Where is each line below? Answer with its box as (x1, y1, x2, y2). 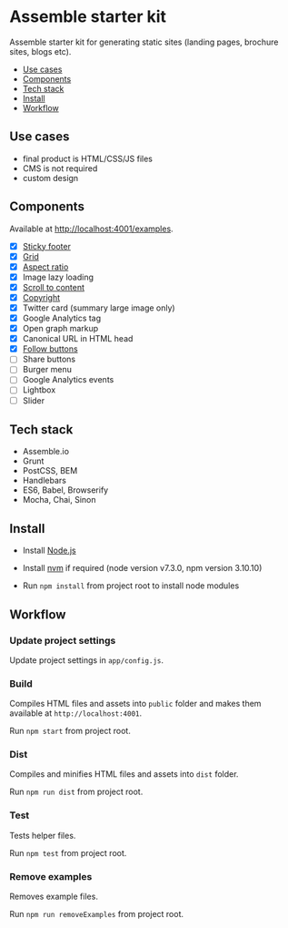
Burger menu (22, 364, 73, 375)
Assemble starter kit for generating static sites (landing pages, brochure (9, 36, 279, 47)
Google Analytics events (22, 374, 114, 385)
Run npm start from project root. (9, 726, 132, 737)
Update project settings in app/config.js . (9, 654, 164, 666)
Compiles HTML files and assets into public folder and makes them (9, 699, 262, 709)
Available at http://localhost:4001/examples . (9, 223, 174, 234)
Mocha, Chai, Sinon (22, 495, 96, 505)
